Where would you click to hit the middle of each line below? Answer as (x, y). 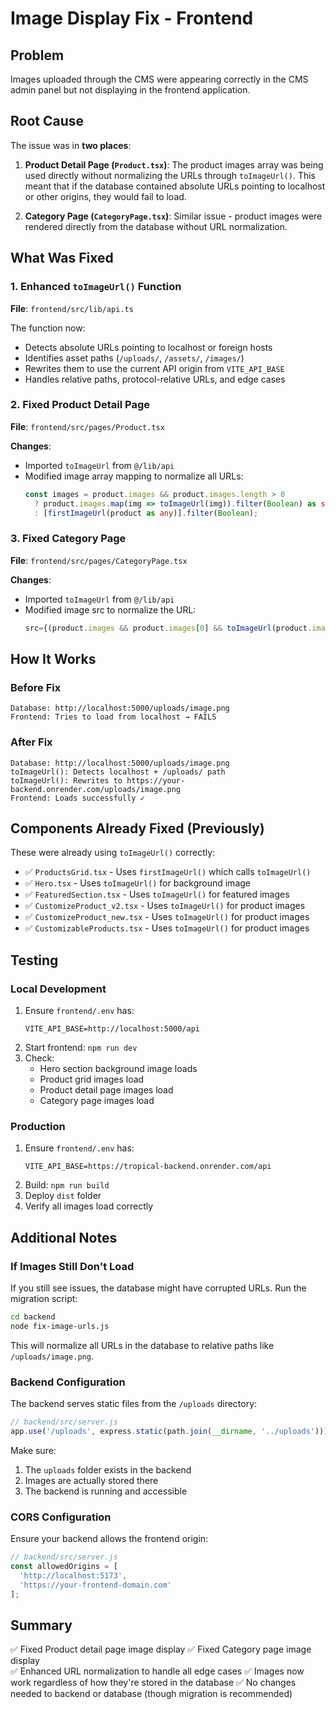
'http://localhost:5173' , (73, 1575)
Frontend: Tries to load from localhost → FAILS (113, 717)
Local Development (58, 989)
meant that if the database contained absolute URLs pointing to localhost (175, 186)
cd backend (33, 1317)
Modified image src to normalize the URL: (110, 609)
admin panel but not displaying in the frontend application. (130, 90)
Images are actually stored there (91, 1480)
